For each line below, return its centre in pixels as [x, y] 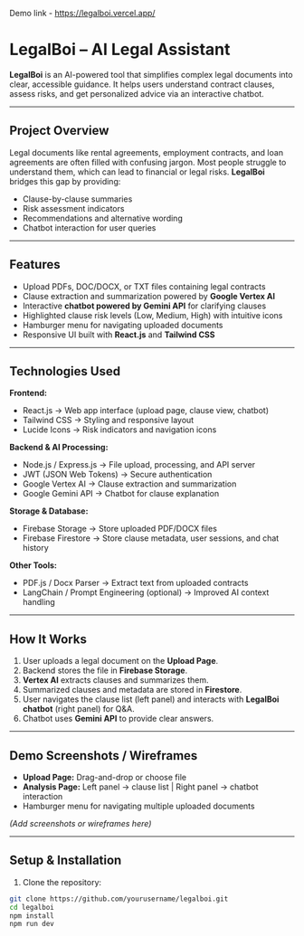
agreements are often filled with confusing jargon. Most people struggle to [148, 162]
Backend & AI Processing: [59, 448]
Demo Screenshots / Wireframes [104, 756]
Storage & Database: [49, 511]
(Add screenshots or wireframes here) [81, 823]
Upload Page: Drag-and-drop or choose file [104, 777]
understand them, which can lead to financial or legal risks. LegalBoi [137, 172]
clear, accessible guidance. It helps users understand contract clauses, [142, 84]
